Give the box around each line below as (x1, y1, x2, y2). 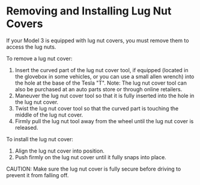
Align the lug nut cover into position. (14, 147, 105, 154)
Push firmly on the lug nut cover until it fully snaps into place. (14, 153, 166, 160)
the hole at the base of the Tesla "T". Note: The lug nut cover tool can (14, 79, 187, 86)
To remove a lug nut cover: (6, 55, 73, 62)
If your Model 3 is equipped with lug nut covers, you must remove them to (6, 37, 189, 44)
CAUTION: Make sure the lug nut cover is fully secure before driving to (6, 165, 181, 172)
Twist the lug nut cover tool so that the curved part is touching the (14, 105, 179, 112)
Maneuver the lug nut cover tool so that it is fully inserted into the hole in (14, 92, 195, 99)
